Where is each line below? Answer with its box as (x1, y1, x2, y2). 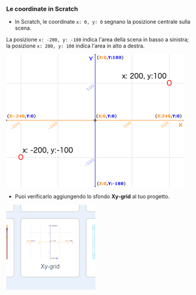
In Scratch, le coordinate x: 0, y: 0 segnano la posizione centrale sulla (14, 18, 191, 26)
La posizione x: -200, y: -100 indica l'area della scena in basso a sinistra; (6, 36, 189, 43)
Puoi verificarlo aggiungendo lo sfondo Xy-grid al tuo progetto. (14, 193, 170, 200)
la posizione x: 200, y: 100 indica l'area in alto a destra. (6, 42, 145, 49)
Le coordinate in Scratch (6, 5, 78, 13)
